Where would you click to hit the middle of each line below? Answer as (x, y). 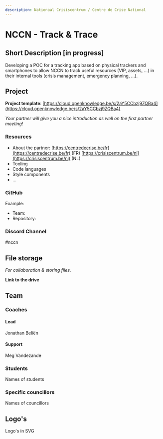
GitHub (14, 192)
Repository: (24, 219)
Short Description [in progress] (55, 53)
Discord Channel (26, 231)
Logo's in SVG (20, 431)
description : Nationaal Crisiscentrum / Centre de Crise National (76, 10)
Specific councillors (30, 392)
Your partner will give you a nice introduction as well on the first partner (79, 119)
